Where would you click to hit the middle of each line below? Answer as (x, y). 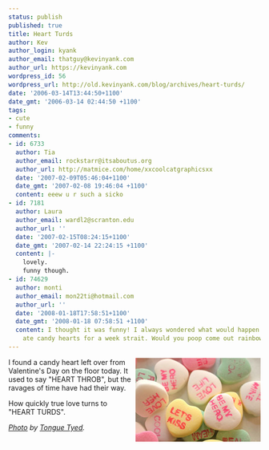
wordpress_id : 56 (37, 76)
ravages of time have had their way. (67, 387)
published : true (35, 25)
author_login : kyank (43, 51)
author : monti (39, 288)
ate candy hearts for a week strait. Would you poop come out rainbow (143, 339)
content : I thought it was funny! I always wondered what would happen (138, 330)
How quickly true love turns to (58, 403)
